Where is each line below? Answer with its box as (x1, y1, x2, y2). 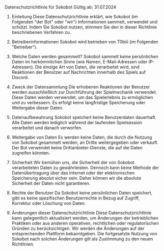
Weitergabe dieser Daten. (11, 105, 63, 111)
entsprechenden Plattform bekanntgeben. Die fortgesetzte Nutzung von (11, 231, 158, 236)
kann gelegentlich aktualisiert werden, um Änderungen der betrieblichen (11, 215, 159, 221)
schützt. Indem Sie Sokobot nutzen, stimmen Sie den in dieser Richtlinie (11, 24, 157, 30)
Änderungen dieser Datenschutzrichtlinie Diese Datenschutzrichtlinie (11, 210, 152, 216)
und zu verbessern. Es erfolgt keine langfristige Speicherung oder (11, 100, 146, 105)
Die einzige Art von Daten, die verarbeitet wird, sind (35, 64, 140, 70)
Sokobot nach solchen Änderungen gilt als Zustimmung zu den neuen (11, 236, 153, 242)
